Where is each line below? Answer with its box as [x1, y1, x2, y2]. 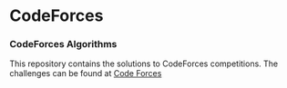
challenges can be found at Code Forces [9, 68, 162, 79]
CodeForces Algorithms [9, 38, 118, 51]
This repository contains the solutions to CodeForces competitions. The [9, 58, 279, 69]
